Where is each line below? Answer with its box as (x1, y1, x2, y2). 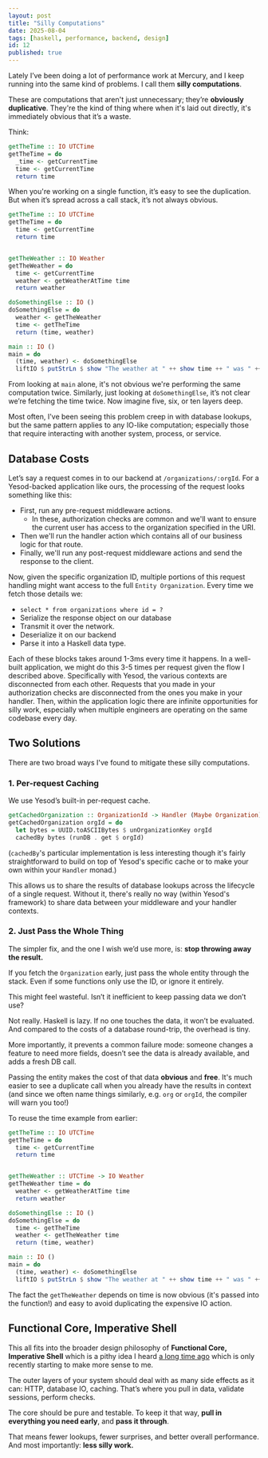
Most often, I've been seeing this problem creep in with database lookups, (8, 412, 252, 422)
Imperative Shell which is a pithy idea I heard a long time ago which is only (8, 1351, 255, 1361)
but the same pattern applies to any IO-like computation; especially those (8, 420, 250, 430)
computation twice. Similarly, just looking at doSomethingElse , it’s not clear (8, 388, 251, 398)
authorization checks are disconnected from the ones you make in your (8, 688, 243, 697)
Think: (8, 127, 30, 137)
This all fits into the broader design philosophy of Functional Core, (8, 1343, 227, 1353)
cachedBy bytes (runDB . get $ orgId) (15, 833, 145, 841)
